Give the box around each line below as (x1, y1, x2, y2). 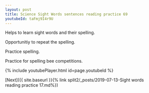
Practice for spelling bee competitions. (5, 58, 83, 64)
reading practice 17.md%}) (5, 82, 59, 88)
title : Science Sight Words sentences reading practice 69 (5, 12, 128, 17)
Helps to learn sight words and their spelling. (5, 30, 95, 36)
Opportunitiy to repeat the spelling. (5, 39, 76, 45)
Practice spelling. (5, 48, 40, 54)
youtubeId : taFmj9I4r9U (5, 16, 54, 21)
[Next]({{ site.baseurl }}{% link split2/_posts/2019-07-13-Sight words (5, 77, 144, 83)
